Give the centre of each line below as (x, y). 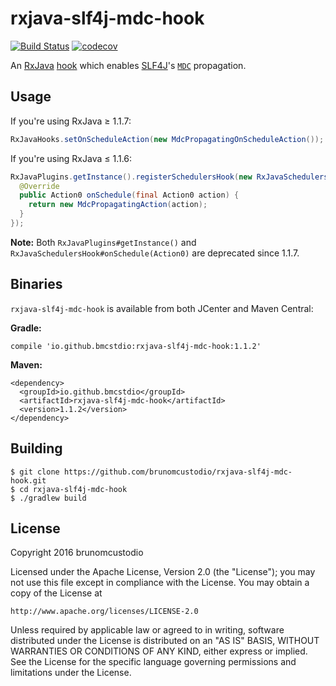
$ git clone (35, 472)
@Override (39, 186)
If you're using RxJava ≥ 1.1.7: (71, 121)
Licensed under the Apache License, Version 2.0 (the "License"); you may (163, 572)
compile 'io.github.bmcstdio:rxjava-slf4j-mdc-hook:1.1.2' (136, 346)
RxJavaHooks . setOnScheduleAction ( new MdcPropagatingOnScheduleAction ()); (167, 139)
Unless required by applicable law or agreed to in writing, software (147, 630)
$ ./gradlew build (48, 498)
